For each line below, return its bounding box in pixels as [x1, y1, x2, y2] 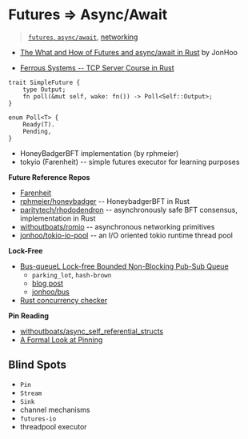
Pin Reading [8, 310, 50, 321]
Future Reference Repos [8, 172, 90, 182]
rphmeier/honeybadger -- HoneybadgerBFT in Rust [19, 196, 190, 206]
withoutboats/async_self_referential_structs [19, 326, 164, 336]
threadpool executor [19, 421, 87, 431]
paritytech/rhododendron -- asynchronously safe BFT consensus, [19, 205, 238, 214]
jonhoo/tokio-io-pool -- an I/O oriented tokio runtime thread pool [19, 230, 234, 240]
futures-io [19, 414, 57, 423]
